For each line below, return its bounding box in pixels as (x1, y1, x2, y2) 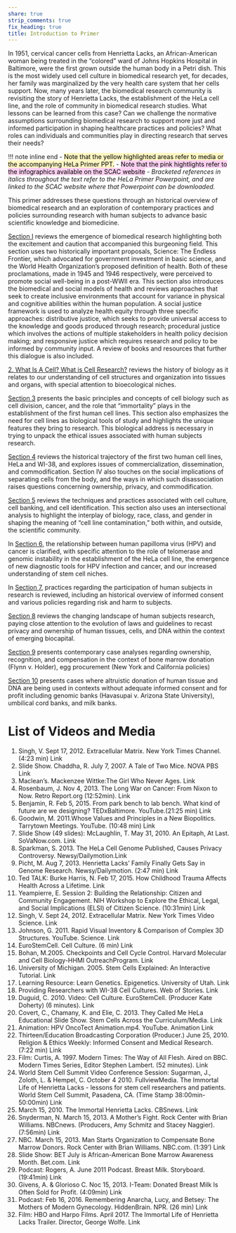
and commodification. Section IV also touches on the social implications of (8, 467, 224, 476)
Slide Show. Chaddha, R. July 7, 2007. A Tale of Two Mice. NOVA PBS (18, 761, 218, 771)
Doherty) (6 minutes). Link (18, 1001, 95, 1010)
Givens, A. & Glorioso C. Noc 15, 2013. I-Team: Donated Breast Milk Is (18, 1180, 218, 1189)
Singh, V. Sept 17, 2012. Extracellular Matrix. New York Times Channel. (18, 747, 221, 755)
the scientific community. (8, 526, 81, 535)
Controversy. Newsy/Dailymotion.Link (18, 852, 127, 860)
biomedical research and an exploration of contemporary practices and (8, 203, 214, 212)
